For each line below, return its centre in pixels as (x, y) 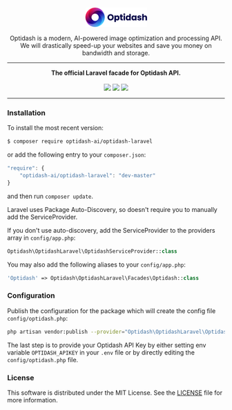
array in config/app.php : (41, 238)
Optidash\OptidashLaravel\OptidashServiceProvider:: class (92, 251)
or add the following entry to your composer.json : (77, 155)
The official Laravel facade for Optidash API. (116, 73)
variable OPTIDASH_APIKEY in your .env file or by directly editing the (101, 352)
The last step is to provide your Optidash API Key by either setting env (107, 345)
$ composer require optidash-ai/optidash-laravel (80, 142)
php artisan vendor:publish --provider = (66, 332)
